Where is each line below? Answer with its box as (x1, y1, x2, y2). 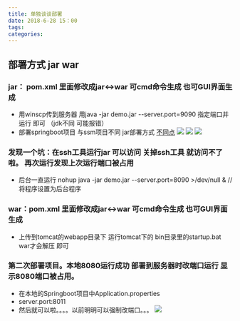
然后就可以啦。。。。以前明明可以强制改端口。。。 (18, 305, 153, 314)
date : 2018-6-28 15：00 (8, 17, 78, 24)
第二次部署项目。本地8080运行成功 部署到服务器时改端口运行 (8, 261, 219, 271)
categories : (8, 30, 43, 38)
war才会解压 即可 (18, 241, 70, 250)
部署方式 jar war (8, 58, 79, 71)
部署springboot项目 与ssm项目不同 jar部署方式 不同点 (18, 128, 175, 136)
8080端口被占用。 (15, 272, 79, 282)
